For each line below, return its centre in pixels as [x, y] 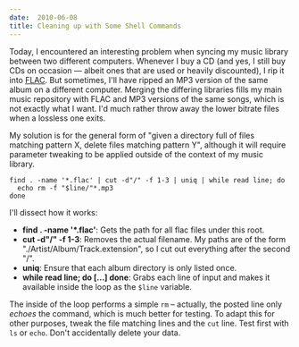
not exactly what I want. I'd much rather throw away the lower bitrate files [144, 108]
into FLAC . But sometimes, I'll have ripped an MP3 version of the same [139, 80]
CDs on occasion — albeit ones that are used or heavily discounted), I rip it [147, 70]
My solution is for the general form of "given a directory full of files [132, 135]
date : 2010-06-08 [43, 17]
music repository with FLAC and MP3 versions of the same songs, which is [147, 98]
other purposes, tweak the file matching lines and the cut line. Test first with [149, 323]
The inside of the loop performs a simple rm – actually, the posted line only [146, 304]
